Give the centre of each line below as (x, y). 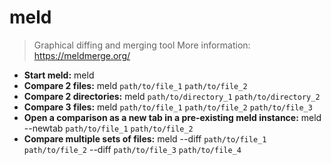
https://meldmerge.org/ (82, 55)
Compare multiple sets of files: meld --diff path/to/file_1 (145, 138)
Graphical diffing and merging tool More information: (142, 45)
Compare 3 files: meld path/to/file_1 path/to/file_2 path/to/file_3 (168, 107)
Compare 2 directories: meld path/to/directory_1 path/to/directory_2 (172, 96)
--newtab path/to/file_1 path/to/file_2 (108, 128)
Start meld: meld (59, 75)
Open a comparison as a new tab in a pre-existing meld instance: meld (172, 117)
